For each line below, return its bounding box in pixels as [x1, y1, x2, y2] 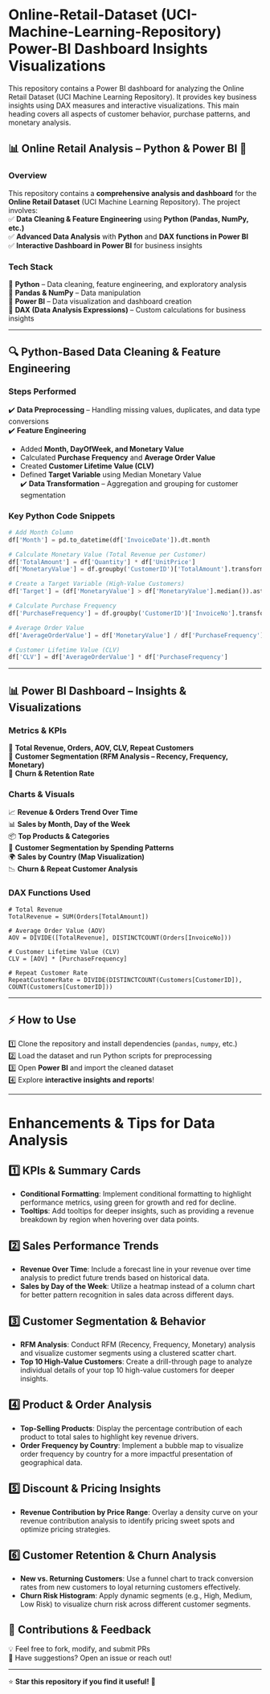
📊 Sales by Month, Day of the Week [8, 820, 131, 829]
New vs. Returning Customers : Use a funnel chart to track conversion [19, 1573, 254, 1584]
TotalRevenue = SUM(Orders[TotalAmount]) [8, 912, 149, 921]
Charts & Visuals [8, 788, 75, 800]
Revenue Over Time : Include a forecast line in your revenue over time [19, 1264, 252, 1275]
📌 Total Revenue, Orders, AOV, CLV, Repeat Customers [8, 743, 194, 752]
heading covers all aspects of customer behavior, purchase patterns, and [8, 108, 251, 118]
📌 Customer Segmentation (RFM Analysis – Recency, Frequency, [8, 751, 229, 761]
